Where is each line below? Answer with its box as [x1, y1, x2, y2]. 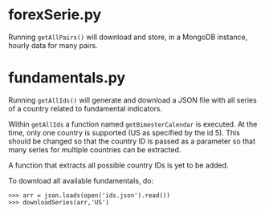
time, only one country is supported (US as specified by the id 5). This [8, 127, 241, 137]
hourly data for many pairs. [8, 40, 98, 50]
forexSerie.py [8, 6, 102, 24]
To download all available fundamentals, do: [8, 176, 154, 185]
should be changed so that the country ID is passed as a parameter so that [8, 136, 255, 146]
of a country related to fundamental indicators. [8, 103, 163, 113]
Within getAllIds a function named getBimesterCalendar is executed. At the [8, 119, 258, 129]
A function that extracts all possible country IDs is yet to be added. [8, 160, 229, 170]
